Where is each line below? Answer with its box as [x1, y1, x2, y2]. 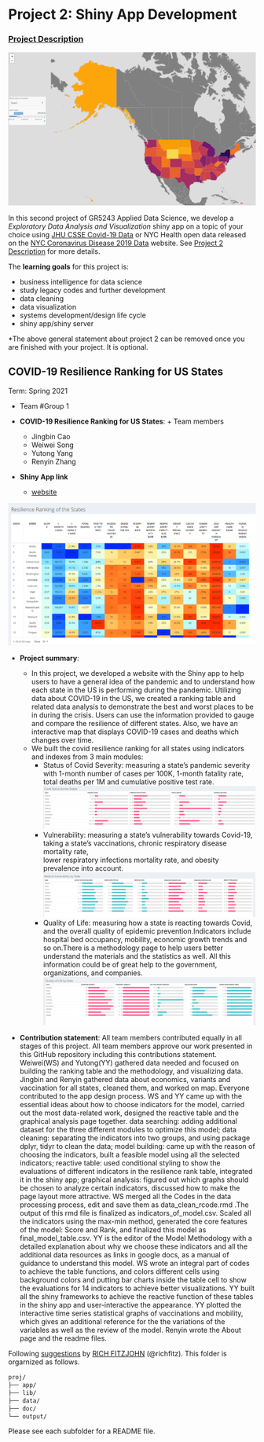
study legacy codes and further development [19, 285, 167, 295]
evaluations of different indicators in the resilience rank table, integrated [19, 1167, 253, 1176]
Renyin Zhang [31, 457, 76, 466]
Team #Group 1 [19, 401, 69, 410]
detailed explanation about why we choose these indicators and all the [19, 1242, 248, 1251]
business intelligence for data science [19, 277, 143, 287]
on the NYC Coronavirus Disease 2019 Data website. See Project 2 [8, 238, 224, 248]
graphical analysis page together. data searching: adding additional [19, 1117, 238, 1126]
